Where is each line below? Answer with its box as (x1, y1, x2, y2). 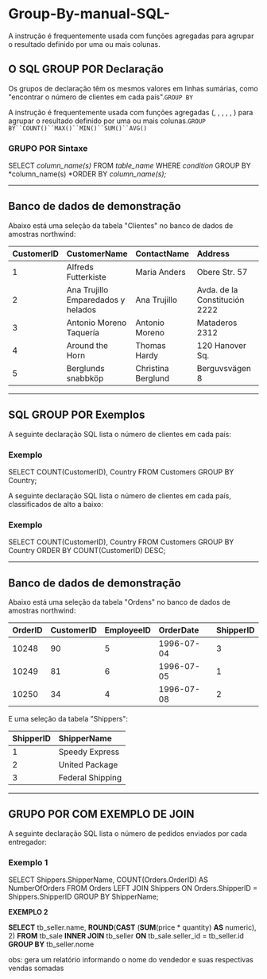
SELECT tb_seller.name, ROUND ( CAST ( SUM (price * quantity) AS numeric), (8, 923, 257, 932)
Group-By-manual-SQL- (8, 5, 171, 23)
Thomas (135, 339, 166, 350)
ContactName (135, 248, 189, 259)
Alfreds (66, 261, 94, 273)
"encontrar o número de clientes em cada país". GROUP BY (8, 92, 193, 102)
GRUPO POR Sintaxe (8, 142, 88, 153)
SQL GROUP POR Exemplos (8, 408, 145, 422)
